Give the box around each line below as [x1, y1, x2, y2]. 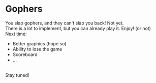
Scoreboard [12, 51, 38, 58]
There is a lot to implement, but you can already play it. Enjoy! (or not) [5, 25, 151, 31]
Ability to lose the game [12, 46, 63, 52]
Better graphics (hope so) [12, 40, 67, 46]
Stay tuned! [5, 72, 29, 78]
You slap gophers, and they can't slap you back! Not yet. [5, 20, 124, 26]
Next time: [5, 31, 27, 37]
